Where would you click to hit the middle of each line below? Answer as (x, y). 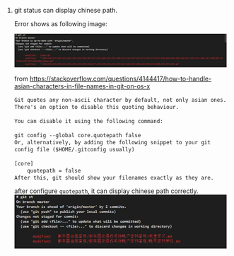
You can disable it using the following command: (89, 121)
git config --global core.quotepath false (77, 135)
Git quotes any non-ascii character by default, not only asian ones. (120, 100)
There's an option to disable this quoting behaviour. (96, 107)
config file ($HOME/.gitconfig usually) (74, 149)
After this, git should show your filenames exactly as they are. (114, 178)
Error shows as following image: (61, 24)
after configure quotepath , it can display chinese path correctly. (106, 191)
